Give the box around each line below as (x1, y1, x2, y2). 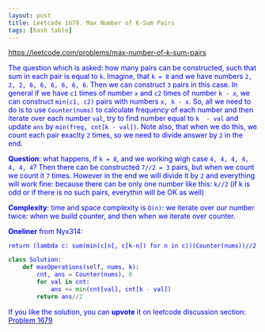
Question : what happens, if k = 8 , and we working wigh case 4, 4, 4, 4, (8, 154, 249, 164)
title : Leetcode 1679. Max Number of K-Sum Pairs (8, 19, 176, 27)
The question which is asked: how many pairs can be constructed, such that (8, 63, 257, 73)
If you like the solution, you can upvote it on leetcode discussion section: (8, 307, 247, 316)
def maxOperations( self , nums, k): (22, 263, 140, 271)
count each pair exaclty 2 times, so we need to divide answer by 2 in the (8, 130, 244, 140)
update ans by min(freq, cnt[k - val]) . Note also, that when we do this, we (8, 122, 258, 131)
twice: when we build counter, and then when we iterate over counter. (8, 211, 236, 221)
